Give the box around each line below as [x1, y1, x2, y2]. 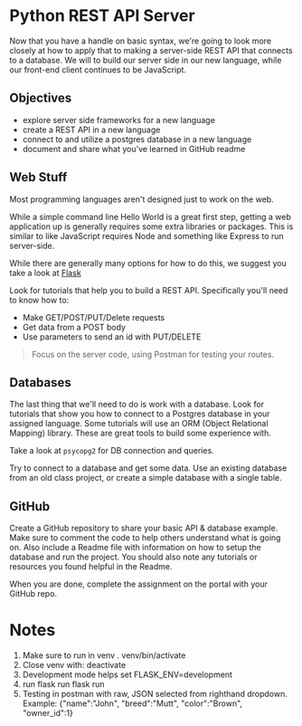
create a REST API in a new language [22, 124, 161, 135]
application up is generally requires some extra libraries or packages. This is [9, 221, 294, 232]
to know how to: [9, 294, 70, 305]
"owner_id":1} [22, 708, 74, 719]
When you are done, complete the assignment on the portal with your [9, 578, 269, 589]
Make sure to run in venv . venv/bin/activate [22, 650, 186, 661]
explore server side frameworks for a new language [22, 114, 215, 125]
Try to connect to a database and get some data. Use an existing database [9, 463, 288, 473]
